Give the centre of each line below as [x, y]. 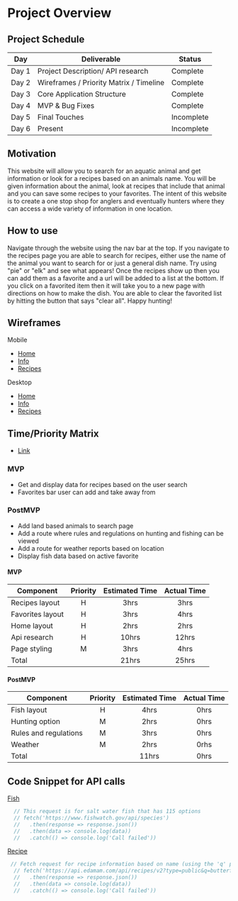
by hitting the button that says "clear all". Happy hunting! [90, 301]
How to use [33, 231]
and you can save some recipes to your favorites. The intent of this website [117, 194]
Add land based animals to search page [75, 525]
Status [190, 59]
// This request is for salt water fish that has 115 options [107, 812]
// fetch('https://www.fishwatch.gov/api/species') [92, 818]
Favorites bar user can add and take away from [86, 492]
